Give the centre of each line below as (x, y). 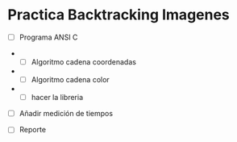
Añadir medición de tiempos (66, 114)
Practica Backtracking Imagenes (119, 15)
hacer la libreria (57, 98)
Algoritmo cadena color (70, 80)
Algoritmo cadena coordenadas (83, 62)
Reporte (32, 130)
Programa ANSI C (48, 37)
